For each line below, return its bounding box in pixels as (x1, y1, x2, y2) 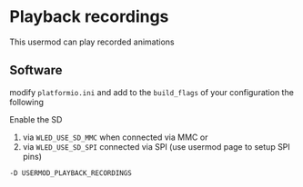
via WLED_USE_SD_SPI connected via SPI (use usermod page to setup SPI (22, 141, 291, 152)
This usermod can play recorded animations (9, 36, 175, 47)
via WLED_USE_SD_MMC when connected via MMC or (22, 132, 208, 143)
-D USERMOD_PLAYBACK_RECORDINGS (9, 168, 132, 178)
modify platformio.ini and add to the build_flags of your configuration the (9, 86, 294, 97)
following (9, 96, 44, 107)
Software (9, 63, 63, 78)
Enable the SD (9, 113, 63, 124)
